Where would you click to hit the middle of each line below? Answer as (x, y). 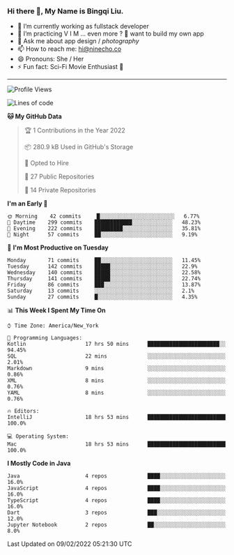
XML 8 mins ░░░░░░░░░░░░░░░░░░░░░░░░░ (117, 381)
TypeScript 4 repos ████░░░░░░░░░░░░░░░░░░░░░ (117, 501)
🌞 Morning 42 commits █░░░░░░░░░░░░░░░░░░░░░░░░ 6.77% (103, 216)
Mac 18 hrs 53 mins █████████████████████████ (117, 444)
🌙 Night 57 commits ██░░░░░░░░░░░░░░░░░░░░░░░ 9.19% (102, 235)
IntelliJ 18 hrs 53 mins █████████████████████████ (117, 418)
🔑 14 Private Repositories (60, 190)
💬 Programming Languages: (45, 338)
